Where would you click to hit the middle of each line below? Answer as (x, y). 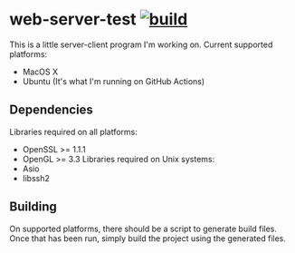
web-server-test (73, 19)
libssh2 (36, 178)
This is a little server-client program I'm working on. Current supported (141, 44)
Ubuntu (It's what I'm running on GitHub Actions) (114, 81)
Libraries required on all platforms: (74, 131)
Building (33, 207)
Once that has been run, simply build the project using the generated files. (148, 238)
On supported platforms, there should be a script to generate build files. (143, 229)
